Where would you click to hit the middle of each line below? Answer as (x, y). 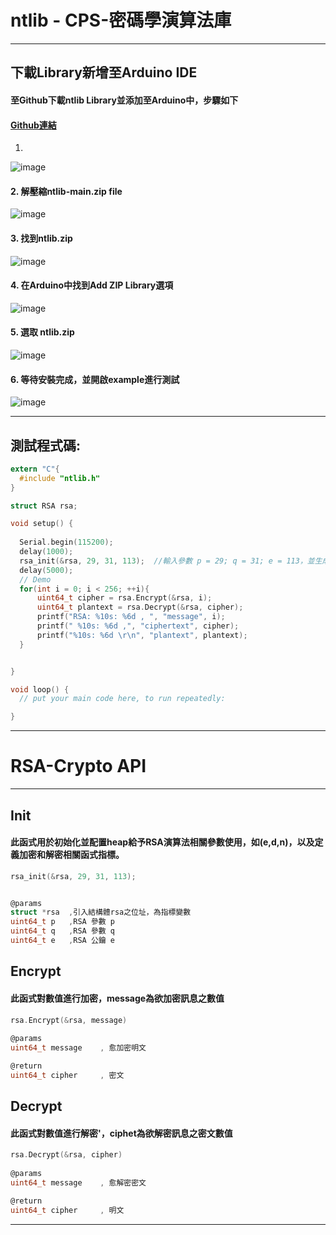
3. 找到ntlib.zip (41, 238)
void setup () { (42, 524)
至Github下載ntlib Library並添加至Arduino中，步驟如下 (124, 100)
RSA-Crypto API (78, 766)
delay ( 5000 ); (46, 570)
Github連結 (33, 125)
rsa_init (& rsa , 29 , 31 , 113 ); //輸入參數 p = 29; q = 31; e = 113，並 (167, 561)
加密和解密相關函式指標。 (71, 855)
